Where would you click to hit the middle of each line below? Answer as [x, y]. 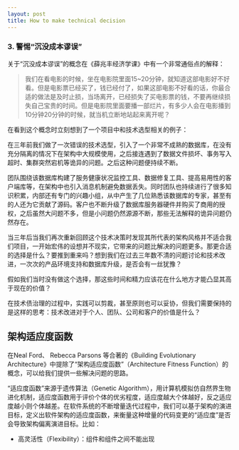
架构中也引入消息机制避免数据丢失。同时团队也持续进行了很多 [135, 187]
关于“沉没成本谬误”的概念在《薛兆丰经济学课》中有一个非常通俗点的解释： [116, 63]
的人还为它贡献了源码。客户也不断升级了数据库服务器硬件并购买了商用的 [113, 204]
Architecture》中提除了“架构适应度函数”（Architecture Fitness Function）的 [118, 364]
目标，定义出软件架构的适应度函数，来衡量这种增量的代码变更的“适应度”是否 [119, 414]
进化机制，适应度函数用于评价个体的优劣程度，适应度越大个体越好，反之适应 [119, 397]
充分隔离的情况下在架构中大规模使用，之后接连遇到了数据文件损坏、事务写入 [119, 153]
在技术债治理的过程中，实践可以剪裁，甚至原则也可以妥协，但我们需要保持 [116, 303]
